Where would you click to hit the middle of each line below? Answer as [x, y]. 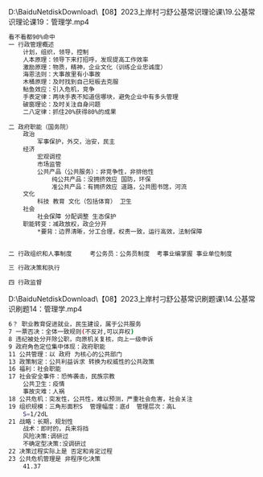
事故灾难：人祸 [44, 392]
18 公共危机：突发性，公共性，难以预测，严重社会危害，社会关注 [101, 399]
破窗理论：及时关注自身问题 [62, 104]
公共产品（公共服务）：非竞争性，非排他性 [96, 171]
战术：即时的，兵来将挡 [56, 429]
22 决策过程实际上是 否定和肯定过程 [61, 451]
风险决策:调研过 [46, 437]
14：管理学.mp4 [56, 309]
